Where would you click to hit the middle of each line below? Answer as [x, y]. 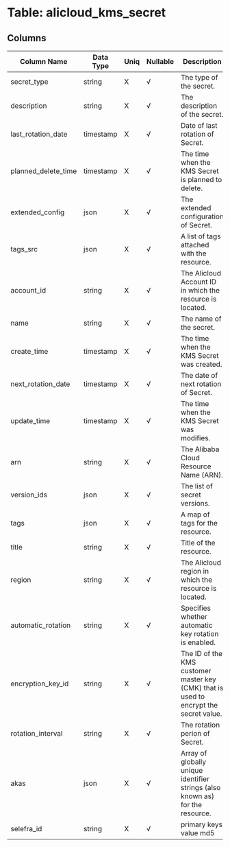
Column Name [44, 61]
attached [195, 245]
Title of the [198, 543]
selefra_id [26, 829]
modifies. [195, 438]
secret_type [30, 82]
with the [193, 253]
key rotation [200, 634]
